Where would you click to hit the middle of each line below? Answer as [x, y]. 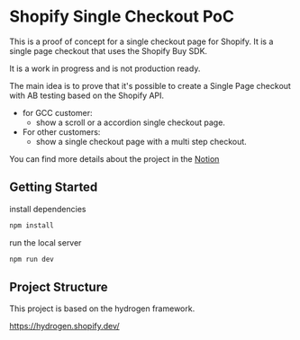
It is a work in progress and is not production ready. [105, 68]
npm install [32, 225]
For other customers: [61, 131]
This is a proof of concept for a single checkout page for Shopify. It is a [141, 41]
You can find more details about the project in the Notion [114, 158]
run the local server [45, 242]
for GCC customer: [57, 112]
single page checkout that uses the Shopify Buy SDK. [109, 50]
